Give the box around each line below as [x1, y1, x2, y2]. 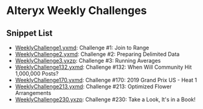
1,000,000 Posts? [15, 70, 59, 77]
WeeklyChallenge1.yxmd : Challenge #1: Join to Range [15, 44, 150, 51]
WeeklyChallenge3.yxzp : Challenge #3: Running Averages [15, 57, 161, 64]
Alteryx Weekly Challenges [6, 4, 147, 18]
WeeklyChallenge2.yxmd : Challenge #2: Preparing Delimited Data [15, 51, 180, 58]
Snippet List [6, 28, 53, 38]
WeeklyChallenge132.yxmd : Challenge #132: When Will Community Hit [15, 63, 192, 71]
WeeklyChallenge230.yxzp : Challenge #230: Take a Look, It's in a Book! [15, 96, 196, 103]
